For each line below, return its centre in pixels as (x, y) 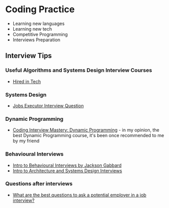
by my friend (26, 141)
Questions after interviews (39, 184)
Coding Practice (40, 9)
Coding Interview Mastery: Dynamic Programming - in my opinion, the (86, 130)
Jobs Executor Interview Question (48, 106)
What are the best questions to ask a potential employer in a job (79, 195)
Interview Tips (29, 56)
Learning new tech (32, 29)
